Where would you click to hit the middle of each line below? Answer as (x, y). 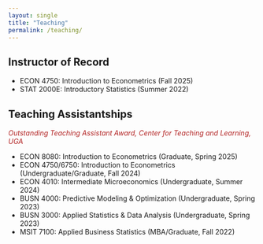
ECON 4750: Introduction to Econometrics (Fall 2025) (106, 81)
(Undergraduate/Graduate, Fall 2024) (80, 173)
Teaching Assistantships (70, 114)
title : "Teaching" (38, 23)
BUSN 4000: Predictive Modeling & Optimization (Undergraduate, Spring (137, 198)
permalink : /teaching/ (45, 30)
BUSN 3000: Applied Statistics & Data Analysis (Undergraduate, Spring (135, 215)
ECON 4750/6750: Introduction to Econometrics (97, 165)
